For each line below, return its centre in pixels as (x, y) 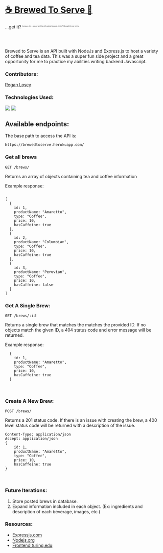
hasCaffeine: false (34, 285)
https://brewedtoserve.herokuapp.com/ (45, 145)
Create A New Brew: (30, 401)
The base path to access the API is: (41, 136)
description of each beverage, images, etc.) (56, 511)
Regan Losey (18, 85)
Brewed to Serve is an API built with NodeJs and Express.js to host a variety (81, 51)
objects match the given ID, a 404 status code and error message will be (78, 330)
